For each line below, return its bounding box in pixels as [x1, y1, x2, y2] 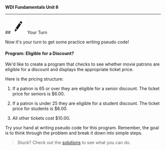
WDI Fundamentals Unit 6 [5, 4, 59, 10]
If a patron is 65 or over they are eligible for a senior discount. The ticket [12, 86, 160, 92]
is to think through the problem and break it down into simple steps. [5, 130, 143, 136]
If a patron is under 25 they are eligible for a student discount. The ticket [12, 101, 160, 107]
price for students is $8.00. [12, 106, 68, 112]
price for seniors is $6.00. [12, 91, 65, 97]
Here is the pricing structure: [5, 76, 64, 82]
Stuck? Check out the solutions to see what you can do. [17, 140, 131, 146]
